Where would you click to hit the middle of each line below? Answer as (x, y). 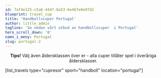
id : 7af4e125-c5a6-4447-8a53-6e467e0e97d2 (50, 10)
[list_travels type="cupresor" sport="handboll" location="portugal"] (74, 70)
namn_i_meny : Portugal (28, 37)
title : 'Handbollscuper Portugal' (41, 19)
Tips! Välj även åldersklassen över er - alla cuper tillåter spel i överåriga (83, 55)
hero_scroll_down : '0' (28, 32)
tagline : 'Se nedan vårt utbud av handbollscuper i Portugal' (72, 28)
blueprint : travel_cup (28, 14)
